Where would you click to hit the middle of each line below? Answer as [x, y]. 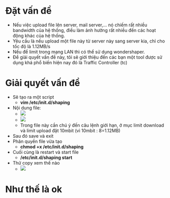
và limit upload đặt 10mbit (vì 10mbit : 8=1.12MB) [70, 130]
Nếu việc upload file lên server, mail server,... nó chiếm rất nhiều [80, 25]
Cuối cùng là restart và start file [46, 152]
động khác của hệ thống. [39, 35]
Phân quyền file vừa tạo [37, 141]
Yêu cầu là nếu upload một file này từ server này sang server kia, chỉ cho [89, 41]
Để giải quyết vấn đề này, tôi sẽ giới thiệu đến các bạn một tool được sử [87, 57]
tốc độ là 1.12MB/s [31, 46]
